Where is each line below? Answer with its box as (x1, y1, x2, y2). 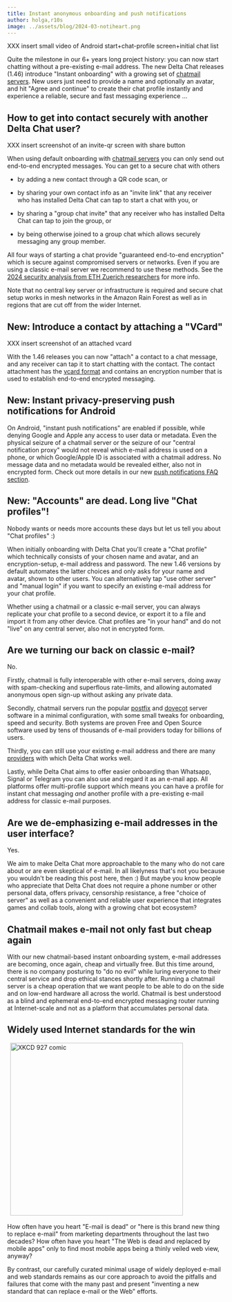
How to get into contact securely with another (7, 112, 209, 124)
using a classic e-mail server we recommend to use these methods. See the (7, 265, 223, 274)
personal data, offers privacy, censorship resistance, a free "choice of (7, 889, 206, 897)
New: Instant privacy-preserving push (7, 394, 175, 406)
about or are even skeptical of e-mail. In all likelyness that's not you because (7, 867, 225, 875)
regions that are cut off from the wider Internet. (7, 301, 142, 309)
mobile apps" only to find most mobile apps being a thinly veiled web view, (7, 1244, 220, 1252)
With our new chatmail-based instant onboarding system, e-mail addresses (7, 952, 222, 961)
